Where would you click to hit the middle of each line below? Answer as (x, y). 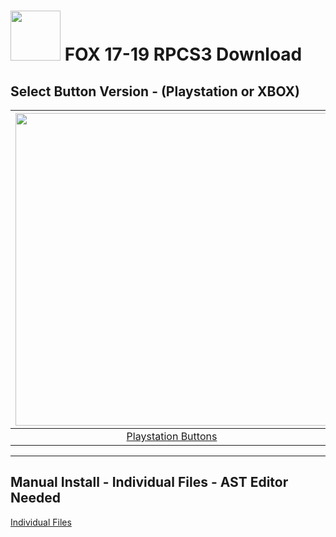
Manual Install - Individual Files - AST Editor (149, 482)
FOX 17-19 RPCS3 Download (183, 54)
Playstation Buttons (172, 436)
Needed (36, 498)
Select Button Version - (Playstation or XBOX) (155, 91)
